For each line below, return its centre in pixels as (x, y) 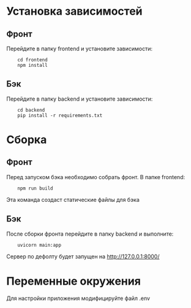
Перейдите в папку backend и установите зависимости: (80, 99)
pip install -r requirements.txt (60, 115)
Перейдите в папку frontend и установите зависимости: (80, 48)
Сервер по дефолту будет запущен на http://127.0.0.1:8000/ (83, 256)
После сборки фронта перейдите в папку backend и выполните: (90, 234)
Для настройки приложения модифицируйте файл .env (78, 298)
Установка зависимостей (74, 11)
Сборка (27, 140)
